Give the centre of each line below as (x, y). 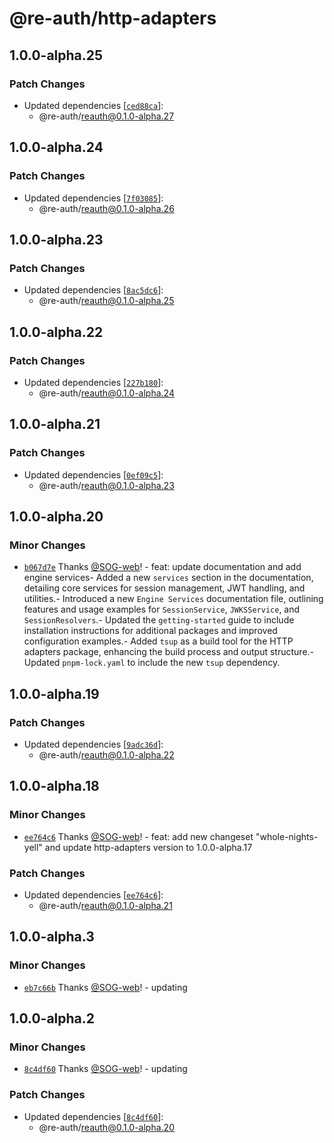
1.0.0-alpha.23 (56, 239)
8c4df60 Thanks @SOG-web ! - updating (105, 1069)
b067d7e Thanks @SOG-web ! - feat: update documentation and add (162, 567)
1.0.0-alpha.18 (54, 786)
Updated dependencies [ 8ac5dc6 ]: (93, 290)
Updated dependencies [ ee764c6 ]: (93, 894)
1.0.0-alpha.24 (56, 147)
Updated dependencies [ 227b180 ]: (93, 382)
